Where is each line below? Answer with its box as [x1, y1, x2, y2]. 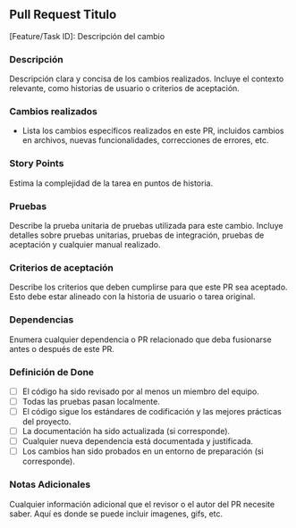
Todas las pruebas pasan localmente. [21, 396, 161, 406]
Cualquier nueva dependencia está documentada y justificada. [21, 436, 253, 447]
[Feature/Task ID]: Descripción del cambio [9, 30, 165, 41]
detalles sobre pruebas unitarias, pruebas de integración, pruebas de [9, 230, 265, 240]
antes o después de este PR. [9, 343, 114, 354]
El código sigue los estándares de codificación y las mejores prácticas [21, 406, 282, 417]
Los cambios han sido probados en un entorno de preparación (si [21, 446, 264, 457]
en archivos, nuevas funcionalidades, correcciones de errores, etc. [21, 135, 270, 146]
